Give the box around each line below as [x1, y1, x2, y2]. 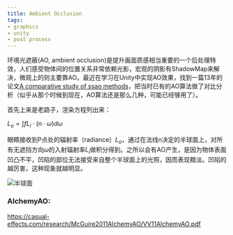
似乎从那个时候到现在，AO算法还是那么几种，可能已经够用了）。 [19, 91, 202, 99]
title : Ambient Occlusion [7, 10, 82, 17]
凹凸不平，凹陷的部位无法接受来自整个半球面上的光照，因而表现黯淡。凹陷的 [7, 155, 227, 163]
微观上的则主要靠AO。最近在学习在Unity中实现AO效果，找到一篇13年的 [19, 74, 223, 82]
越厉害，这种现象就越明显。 [7, 164, 87, 172]
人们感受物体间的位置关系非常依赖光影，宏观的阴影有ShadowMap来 [19, 65, 214, 73]
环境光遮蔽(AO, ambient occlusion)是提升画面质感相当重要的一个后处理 [7, 56, 210, 65]
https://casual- [7, 212, 50, 220]
